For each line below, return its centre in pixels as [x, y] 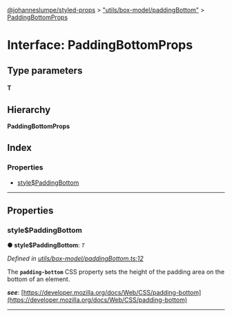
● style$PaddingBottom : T [46, 245]
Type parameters [45, 71]
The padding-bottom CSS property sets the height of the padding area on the [116, 272]
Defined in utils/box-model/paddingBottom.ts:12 [75, 258]
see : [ [16, 293]
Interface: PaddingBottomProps [100, 45]
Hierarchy [29, 110]
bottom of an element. [39, 279]
